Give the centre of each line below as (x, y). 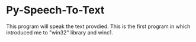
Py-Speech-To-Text (55, 10)
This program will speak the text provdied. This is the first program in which (98, 26)
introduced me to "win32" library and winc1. (60, 32)
